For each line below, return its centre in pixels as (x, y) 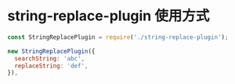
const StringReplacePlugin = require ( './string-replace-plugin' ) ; (118, 37)
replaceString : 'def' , (51, 66)
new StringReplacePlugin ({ (51, 51)
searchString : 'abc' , (50, 58)
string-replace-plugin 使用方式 (108, 16)
